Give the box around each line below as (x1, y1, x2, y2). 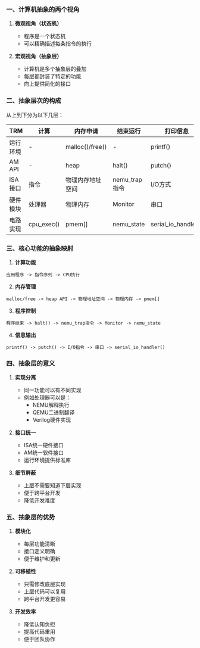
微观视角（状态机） (14, 20, 62, 27)
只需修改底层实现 (23, 581, 66, 588)
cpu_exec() (29, 220, 60, 228)
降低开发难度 (23, 497, 55, 504)
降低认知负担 (23, 621, 55, 628)
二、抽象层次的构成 (6, 96, 61, 105)
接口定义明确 (23, 548, 55, 555)
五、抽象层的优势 (6, 513, 55, 522)
